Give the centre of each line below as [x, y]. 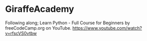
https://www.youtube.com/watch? [107, 28]
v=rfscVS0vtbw [21, 33]
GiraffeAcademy [40, 9]
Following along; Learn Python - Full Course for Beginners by [68, 23]
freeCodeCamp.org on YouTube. [38, 28]
